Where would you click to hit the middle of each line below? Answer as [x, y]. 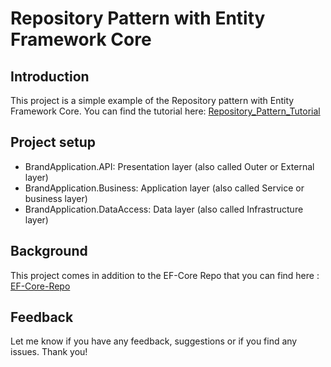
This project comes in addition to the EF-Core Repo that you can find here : [165, 275]
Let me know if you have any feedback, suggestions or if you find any [154, 341]
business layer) [56, 198]
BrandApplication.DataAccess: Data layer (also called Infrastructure [164, 209]
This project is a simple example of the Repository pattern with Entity [152, 100]
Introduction [50, 76]
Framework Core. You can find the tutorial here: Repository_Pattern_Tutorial [165, 111]
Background [49, 251]
